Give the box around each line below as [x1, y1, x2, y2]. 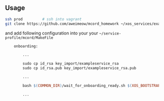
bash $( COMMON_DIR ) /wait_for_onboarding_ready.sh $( [22, 83, 132, 88]
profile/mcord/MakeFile [5, 35, 54, 40]
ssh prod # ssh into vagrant [5, 17, 82, 21]
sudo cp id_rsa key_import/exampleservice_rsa [22, 61, 119, 66]
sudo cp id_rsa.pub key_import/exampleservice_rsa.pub [22, 66, 137, 71]
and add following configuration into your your [5, 30, 99, 36]
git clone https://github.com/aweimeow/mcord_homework [5, 21, 119, 26]
